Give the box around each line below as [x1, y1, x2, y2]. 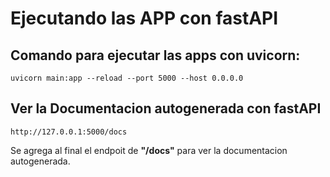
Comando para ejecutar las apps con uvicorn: [10, 47, 301, 64]
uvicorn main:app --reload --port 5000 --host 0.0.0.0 [10, 73, 244, 83]
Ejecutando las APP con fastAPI [10, 7, 279, 30]
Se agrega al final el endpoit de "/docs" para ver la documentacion [10, 144, 288, 156]
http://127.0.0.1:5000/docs [10, 127, 128, 137]
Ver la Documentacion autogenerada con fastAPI [10, 100, 322, 117]
